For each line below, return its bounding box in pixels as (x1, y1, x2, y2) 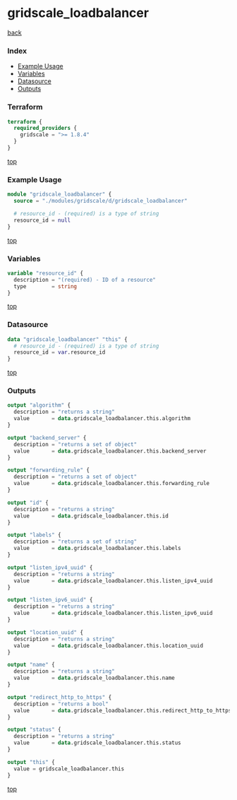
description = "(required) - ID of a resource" (13, 276, 157, 283)
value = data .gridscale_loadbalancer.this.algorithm (13, 415, 191, 422)
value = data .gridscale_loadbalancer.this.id (13, 512, 169, 520)
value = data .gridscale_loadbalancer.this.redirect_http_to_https (13, 707, 232, 714)
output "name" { (7, 662, 55, 669)
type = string (13, 282, 78, 290)
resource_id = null (13, 217, 71, 224)
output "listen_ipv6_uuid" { (7, 597, 93, 604)
